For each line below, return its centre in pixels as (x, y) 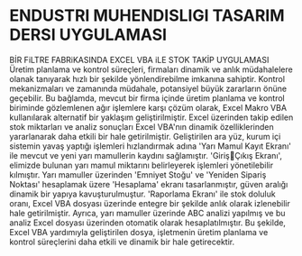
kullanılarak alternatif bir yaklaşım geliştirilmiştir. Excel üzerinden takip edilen (151, 117)
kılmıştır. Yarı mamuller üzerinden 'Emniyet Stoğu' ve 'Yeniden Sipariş (138, 174)
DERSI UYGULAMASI (88, 35)
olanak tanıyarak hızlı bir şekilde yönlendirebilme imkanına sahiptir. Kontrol (147, 78)
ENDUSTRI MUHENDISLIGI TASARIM (147, 16)
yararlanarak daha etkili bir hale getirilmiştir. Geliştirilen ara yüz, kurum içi (145, 136)
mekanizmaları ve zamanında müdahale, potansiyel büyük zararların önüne (148, 88)
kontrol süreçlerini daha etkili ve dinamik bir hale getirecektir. (122, 242)
